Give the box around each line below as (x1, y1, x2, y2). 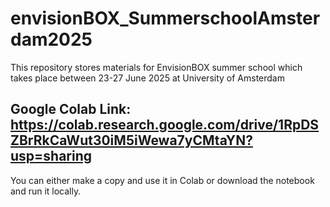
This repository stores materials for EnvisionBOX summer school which (10, 61, 303, 73)
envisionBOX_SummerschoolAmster (10, 7, 321, 30)
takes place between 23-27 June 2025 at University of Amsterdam (10, 72, 285, 84)
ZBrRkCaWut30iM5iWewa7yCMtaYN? (10, 132, 253, 149)
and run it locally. (10, 185, 82, 197)
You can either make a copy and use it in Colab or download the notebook (10, 174, 315, 186)
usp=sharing (10, 148, 93, 165)
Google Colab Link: (10, 101, 132, 118)
